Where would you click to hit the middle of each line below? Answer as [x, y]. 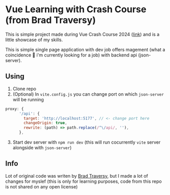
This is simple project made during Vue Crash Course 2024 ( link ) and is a [82, 34]
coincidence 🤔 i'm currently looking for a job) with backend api [71, 55]
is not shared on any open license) [42, 186]
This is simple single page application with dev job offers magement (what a [85, 49]
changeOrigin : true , [45, 123]
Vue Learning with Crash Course [76, 9]
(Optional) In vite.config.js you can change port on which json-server [88, 94]
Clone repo [25, 89]
